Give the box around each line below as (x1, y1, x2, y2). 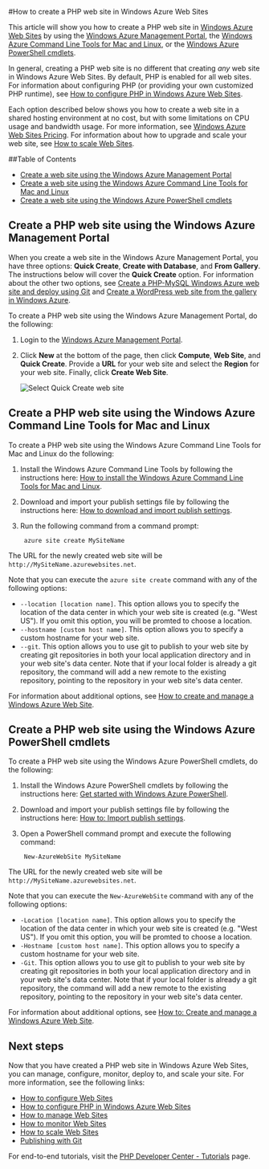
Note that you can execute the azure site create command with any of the (8, 574, 258, 584)
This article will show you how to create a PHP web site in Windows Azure (8, 22, 253, 31)
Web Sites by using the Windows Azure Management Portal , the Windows (8, 31, 253, 40)
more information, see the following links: (8, 1077, 145, 1087)
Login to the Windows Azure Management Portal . (19, 335, 183, 344)
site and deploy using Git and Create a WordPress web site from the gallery (8, 287, 257, 296)
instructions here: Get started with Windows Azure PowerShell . (19, 789, 229, 799)
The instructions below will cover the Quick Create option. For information (8, 269, 255, 279)
